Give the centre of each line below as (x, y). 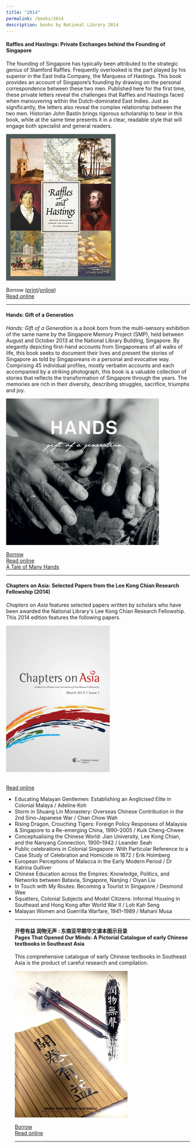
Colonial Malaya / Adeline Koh (50, 805)
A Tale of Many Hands (33, 567)
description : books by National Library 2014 (62, 25)
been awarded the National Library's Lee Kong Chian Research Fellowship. (96, 611)
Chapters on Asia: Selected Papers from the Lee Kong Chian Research (93, 585)
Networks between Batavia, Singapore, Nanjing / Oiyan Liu (85, 880)
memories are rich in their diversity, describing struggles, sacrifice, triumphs (98, 384)
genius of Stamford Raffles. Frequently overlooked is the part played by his (96, 70)
